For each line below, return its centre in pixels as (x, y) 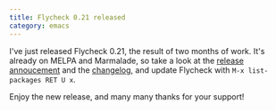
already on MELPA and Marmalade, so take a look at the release (126, 60)
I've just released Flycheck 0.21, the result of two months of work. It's (137, 51)
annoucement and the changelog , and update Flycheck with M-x (127, 70)
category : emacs (39, 26)
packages (25, 80)
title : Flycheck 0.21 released (67, 17)
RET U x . (60, 79)
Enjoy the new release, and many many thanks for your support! (127, 96)
